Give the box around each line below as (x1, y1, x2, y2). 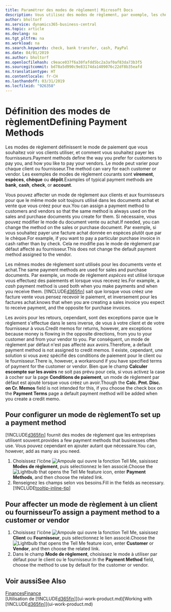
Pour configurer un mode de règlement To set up (5, 410, 161, 419)
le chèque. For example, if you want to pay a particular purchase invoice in (5, 235, 160, 241)
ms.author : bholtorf (5, 55, 49, 60)
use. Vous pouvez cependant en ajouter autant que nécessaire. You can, (5, 443, 156, 449)
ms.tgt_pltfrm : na (5, 36, 44, 41)
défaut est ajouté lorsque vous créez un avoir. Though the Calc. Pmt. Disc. (5, 379, 160, 386)
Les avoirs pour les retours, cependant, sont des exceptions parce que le (5, 314, 159, 320)
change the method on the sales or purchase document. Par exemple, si (5, 224, 157, 230)
